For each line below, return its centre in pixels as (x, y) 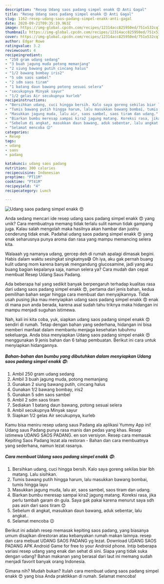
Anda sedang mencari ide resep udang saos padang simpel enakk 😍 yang (80, 218)
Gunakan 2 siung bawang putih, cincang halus (59, 384)
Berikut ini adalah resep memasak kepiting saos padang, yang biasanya (77, 530)
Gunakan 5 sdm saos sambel (41, 394)
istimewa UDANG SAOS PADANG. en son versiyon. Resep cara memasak (78, 435)
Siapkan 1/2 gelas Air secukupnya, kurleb (53, 415)
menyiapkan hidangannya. (31, 345)
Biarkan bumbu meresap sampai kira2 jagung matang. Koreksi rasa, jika (84, 495)
